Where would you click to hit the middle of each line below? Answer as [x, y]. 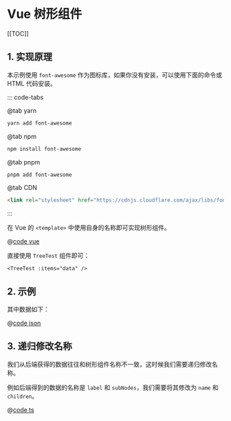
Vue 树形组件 [45, 14]
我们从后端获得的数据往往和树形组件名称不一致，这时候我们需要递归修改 [109, 364]
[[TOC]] [18, 33]
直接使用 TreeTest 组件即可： [48, 256]
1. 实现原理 [30, 57]
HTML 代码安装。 [32, 83]
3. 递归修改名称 [40, 346]
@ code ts [21, 409]
